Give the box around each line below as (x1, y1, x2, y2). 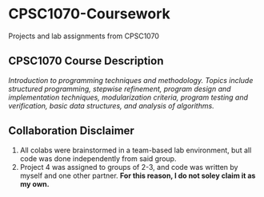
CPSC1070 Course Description (8, 54, 164, 68)
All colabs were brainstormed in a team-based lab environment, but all (19, 145, 252, 155)
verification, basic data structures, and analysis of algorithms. (8, 100, 214, 110)
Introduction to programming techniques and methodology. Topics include (8, 75, 254, 85)
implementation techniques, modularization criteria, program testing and (8, 93, 249, 102)
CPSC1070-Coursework (8, 5, 170, 23)
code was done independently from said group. (19, 153, 177, 164)
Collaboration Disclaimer (8, 124, 134, 138)
